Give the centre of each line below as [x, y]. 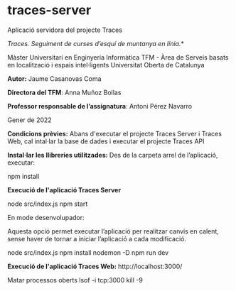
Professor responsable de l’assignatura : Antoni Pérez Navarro [100, 106]
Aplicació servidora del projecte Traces [65, 30]
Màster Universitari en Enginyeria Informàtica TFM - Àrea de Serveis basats [118, 57]
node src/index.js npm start [48, 204]
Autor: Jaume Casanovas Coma [54, 78]
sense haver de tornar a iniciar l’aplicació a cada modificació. [97, 238]
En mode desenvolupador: [46, 217]
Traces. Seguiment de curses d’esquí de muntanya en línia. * [96, 43]
